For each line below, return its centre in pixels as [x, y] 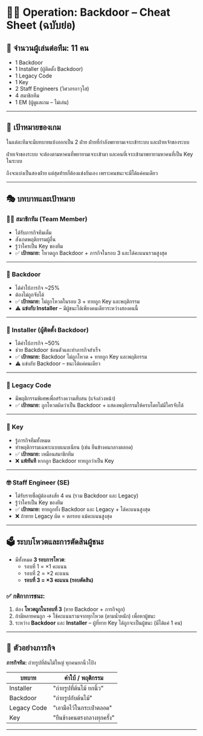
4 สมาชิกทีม [27, 95]
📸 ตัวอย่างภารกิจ [31, 648]
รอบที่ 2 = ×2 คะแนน [47, 573]
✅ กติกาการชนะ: [26, 596]
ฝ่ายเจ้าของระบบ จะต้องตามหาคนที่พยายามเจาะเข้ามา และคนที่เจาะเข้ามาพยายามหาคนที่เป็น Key [100, 154]
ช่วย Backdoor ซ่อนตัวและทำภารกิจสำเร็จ [58, 350]
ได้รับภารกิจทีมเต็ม [33, 232]
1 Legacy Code [34, 76]
